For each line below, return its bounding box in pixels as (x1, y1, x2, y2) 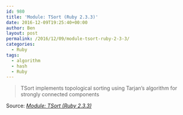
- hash (11, 63, 28, 69)
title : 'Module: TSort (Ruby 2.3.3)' (6, 14, 99, 20)
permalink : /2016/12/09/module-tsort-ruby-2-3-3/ (6, 36, 130, 42)
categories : (6, 42, 35, 48)
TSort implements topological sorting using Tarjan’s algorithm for (20, 84, 178, 92)
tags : (6, 52, 19, 58)
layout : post (6, 31, 38, 36)
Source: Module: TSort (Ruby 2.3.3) (6, 102, 92, 109)
